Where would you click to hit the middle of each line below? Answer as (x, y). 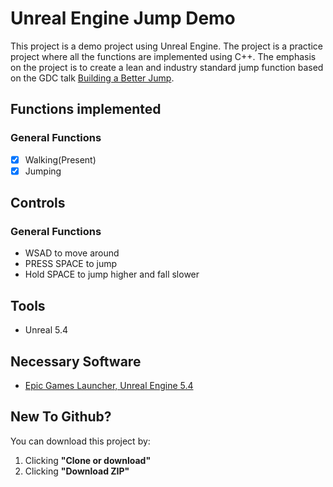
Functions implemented (86, 109)
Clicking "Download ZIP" (77, 471)
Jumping (43, 171)
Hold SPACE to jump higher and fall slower (112, 274)
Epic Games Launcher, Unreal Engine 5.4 (109, 386)
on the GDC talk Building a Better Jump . (92, 78)
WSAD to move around (72, 253)
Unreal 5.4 (46, 330)
